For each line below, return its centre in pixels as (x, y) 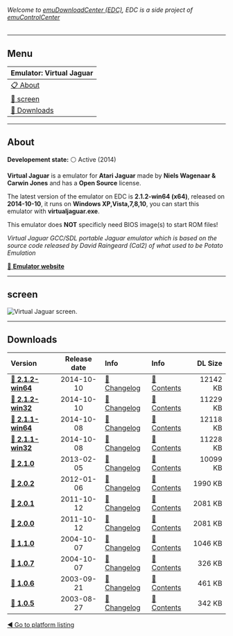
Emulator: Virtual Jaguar (52, 73)
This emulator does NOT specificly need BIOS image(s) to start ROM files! (113, 224)
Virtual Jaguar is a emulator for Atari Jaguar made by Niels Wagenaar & (112, 175)
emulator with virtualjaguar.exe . (53, 211)
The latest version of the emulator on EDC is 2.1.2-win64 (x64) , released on (116, 196)
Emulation (21, 253)
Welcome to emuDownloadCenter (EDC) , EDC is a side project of (100, 10)
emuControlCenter (34, 17)
